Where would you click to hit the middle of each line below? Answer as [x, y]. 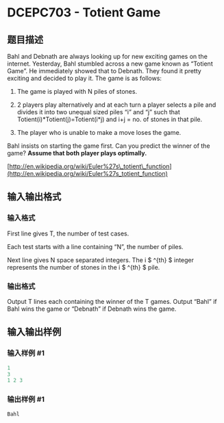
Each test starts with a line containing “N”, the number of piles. [95, 246]
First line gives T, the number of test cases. [68, 233]
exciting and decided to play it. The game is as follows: [85, 78]
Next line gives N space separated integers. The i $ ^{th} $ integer [100, 260]
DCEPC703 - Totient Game [84, 13]
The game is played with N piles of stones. [77, 91]
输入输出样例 [34, 332]
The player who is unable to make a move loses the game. [99, 132]
